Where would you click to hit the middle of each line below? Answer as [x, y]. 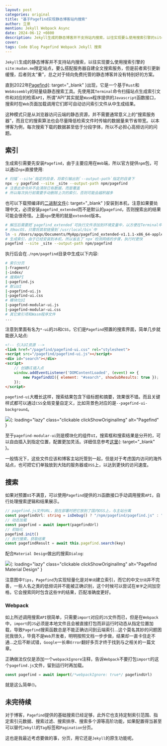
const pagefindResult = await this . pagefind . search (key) [65, 543]
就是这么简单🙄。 [22, 685]
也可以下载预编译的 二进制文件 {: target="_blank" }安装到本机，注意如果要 [80, 203]
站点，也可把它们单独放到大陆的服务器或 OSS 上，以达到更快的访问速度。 [78, 465]
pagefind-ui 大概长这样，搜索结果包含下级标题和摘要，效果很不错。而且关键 [83, 397]
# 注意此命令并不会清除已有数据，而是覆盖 [43, 188]
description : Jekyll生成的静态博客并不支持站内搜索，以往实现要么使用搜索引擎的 [80, 38]
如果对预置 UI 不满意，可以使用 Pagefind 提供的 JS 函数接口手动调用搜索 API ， [81, 495]
